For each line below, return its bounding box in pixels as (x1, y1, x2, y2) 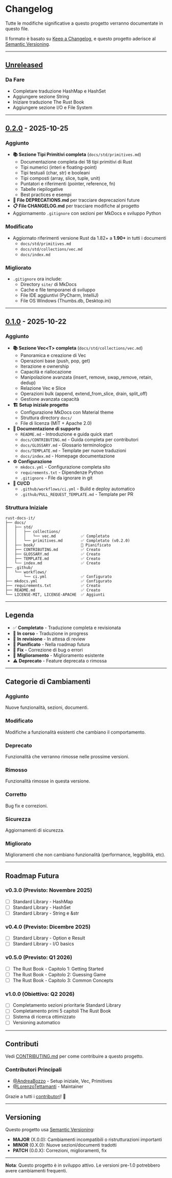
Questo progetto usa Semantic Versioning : (5, 1127, 95, 1133)
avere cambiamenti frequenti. (5, 1168, 68, 1174)
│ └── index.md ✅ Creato (5, 560, 101, 566)
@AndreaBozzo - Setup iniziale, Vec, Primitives (12, 1078, 113, 1084)
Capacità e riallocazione (20, 368, 72, 374)
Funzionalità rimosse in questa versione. (5, 778, 91, 784)
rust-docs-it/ (5, 515, 36, 521)
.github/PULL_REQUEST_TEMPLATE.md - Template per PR (20, 491, 134, 497)
